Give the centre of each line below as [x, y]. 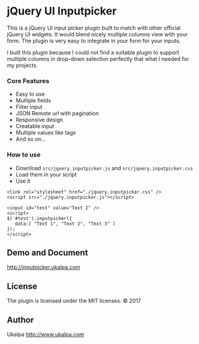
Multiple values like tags [46, 133]
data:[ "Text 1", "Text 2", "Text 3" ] [65, 224]
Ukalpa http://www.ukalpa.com [45, 334]
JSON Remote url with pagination [57, 114]
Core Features [28, 81]
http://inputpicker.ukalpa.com [44, 267]
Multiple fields [33, 100]
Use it [23, 181]
